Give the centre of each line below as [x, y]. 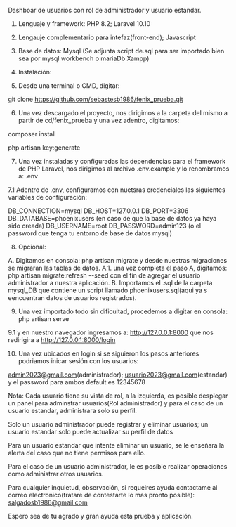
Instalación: [35, 72]
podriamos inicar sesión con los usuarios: [78, 361]
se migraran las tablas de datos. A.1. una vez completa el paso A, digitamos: [118, 268]
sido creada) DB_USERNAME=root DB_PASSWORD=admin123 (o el [105, 226]
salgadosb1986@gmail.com [48, 502]
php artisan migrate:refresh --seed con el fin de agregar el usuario [104, 275]
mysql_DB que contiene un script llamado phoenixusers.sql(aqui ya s [108, 290]
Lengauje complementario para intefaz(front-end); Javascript [107, 37]
